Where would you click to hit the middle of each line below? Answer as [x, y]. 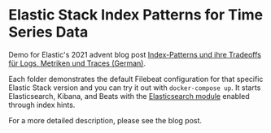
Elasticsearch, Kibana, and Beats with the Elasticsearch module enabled [129, 96]
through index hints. [42, 105]
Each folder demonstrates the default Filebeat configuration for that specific [136, 79]
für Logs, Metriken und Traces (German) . [77, 63]
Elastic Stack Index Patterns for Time [136, 15]
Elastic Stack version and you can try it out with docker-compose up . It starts [135, 88]
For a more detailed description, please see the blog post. [105, 120]
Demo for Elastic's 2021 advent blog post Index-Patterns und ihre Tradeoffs [135, 54]
